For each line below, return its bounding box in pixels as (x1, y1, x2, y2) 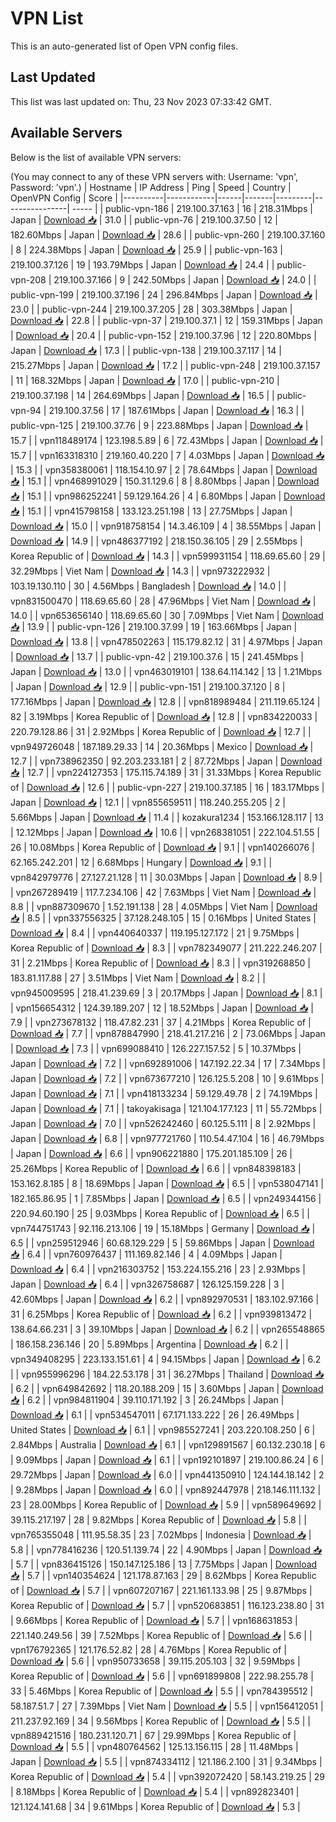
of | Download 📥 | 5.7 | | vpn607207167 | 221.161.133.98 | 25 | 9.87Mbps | (10, 1584, 313, 1596)
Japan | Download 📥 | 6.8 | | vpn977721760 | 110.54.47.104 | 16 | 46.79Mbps (10, 1132, 325, 1144)
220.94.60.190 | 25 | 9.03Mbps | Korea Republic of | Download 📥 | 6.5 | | (10, 1207, 311, 1219)
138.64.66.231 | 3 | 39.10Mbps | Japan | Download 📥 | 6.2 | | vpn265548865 (10, 1323, 326, 1335)
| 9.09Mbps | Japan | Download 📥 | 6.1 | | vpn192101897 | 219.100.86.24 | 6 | (10, 1453, 325, 1466)
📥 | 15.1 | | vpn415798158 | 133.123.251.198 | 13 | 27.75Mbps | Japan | (10, 505, 293, 517)
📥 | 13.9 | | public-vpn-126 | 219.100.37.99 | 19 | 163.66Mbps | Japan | (10, 620, 298, 632)
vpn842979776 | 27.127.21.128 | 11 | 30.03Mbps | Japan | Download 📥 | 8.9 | (10, 871, 323, 883)
